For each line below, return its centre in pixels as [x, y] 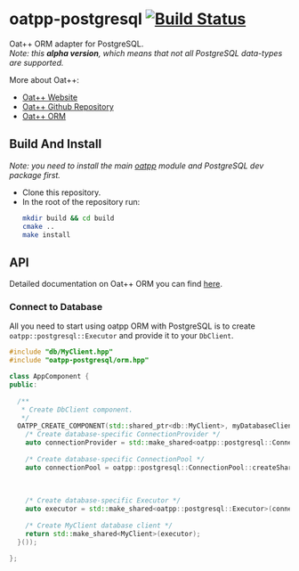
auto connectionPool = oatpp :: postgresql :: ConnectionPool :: [139, 468]
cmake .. [38, 226]
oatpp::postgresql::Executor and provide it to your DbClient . [121, 336]
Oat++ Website [50, 97]
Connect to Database [56, 307]
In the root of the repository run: [81, 201]
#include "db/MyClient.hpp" [61, 352]
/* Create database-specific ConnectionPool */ [115, 459]
